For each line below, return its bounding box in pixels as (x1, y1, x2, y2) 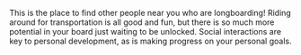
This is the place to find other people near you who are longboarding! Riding (9, 8, 292, 18)
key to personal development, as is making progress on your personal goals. (9, 35, 292, 46)
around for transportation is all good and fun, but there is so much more (9, 17, 275, 27)
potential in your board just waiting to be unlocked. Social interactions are (9, 27, 281, 36)
